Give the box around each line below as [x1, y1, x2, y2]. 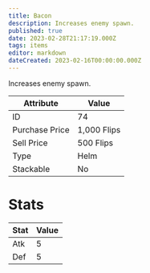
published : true [8, 26, 63, 35]
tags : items [8, 42, 48, 50]
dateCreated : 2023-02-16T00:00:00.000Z [8, 57, 142, 65]
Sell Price [12, 137, 48, 149]
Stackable [12, 163, 51, 174]
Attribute [23, 97, 59, 108]
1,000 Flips [77, 124, 121, 135]
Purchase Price [12, 124, 70, 135]
